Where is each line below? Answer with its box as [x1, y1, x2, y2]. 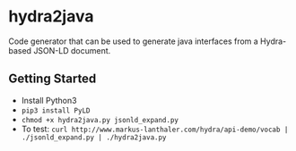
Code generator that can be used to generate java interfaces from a [8, 36, 259, 46]
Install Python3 [21, 95, 77, 105]
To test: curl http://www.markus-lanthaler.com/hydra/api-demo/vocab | [21, 123, 289, 134]
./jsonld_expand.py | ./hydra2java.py [21, 132, 167, 142]
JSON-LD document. [33, 45, 111, 55]
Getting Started [8, 71, 97, 87]
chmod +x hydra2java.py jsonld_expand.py [21, 115, 178, 124]
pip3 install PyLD [21, 105, 91, 115]
